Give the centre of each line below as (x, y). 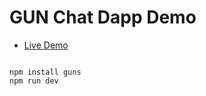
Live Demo (46, 45)
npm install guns (45, 72)
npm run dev (34, 81)
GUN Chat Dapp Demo (103, 17)
